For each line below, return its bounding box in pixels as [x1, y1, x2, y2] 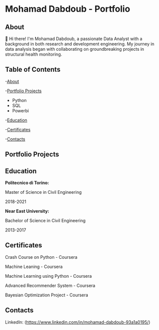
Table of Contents [5, 65, 61, 74]
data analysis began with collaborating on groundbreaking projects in [5, 46, 144, 52]
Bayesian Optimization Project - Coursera [5, 292, 89, 298]
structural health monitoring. [5, 51, 62, 57]
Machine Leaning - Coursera [5, 264, 63, 269]
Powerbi [12, 107, 29, 113]
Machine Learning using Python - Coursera [5, 273, 92, 279]
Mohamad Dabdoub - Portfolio [5, 3, 130, 15]
